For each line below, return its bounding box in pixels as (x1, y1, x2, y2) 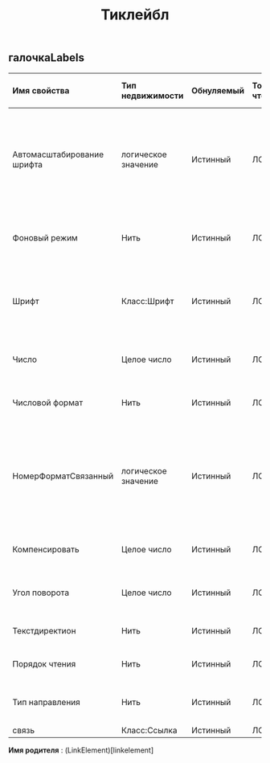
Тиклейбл (100, 6, 170, 24)
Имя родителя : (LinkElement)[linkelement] (8, 745, 154, 755)
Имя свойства (12, 84, 70, 96)
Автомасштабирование (12, 149, 104, 160)
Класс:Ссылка (121, 724, 178, 736)
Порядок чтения (12, 658, 76, 669)
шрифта (12, 158, 43, 170)
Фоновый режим (12, 232, 78, 243)
